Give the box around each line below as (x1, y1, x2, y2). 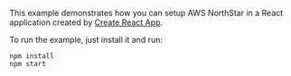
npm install (9, 52, 54, 61)
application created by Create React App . (9, 17, 164, 28)
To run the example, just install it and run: (9, 35, 163, 45)
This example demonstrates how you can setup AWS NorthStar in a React (9, 8, 284, 18)
